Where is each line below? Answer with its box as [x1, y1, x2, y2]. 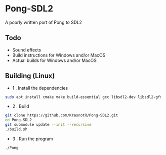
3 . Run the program [12, 136, 53, 142]
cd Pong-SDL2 [5, 117, 32, 123]
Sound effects [12, 47, 41, 52]
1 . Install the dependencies [12, 85, 68, 91]
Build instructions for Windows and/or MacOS [12, 52, 106, 58]
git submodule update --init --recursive [5, 122, 92, 127]
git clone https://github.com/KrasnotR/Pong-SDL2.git [5, 113, 119, 118]
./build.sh [5, 127, 28, 132]
